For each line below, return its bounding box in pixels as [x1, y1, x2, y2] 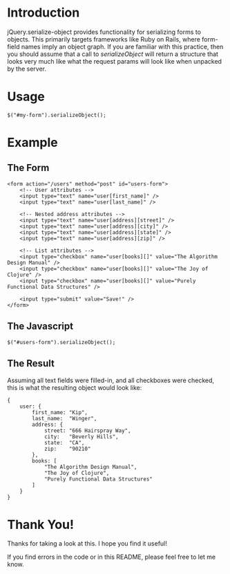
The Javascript [7, 321, 74, 332]
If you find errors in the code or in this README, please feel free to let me [7, 553, 216, 562]
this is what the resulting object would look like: [7, 383, 142, 392]
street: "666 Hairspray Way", [44, 427, 131, 434]
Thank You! [7, 517, 75, 532]
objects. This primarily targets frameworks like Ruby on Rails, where [7, 35, 200, 43]
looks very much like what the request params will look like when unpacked [7, 57, 222, 65]
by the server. [7, 64, 47, 73]
